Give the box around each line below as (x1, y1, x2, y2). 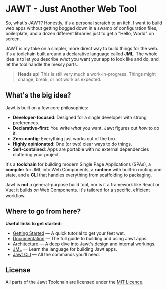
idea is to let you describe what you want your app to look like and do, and (5, 56, 159, 62)
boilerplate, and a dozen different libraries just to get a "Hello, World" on (5, 30, 154, 36)
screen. (5, 36, 21, 42)
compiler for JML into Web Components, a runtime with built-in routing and (5, 166, 162, 172)
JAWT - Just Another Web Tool (5, 3, 137, 15)
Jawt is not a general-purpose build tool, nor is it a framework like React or (5, 181, 160, 187)
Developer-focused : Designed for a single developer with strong (12, 114, 147, 120)
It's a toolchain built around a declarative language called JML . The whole (5, 51, 158, 57)
